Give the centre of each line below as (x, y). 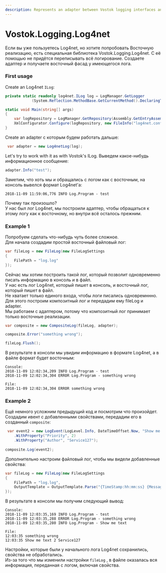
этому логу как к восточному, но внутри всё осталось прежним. (73, 213)
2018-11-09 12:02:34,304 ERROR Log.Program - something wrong (70, 376)
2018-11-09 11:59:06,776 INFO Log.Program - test (57, 194)
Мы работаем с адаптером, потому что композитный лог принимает (78, 311)
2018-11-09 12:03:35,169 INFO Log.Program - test (57, 515)
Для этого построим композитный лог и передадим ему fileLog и (74, 301)
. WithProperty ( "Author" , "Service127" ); (56, 440)
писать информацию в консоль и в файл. (48, 280)
